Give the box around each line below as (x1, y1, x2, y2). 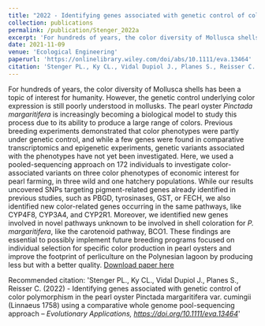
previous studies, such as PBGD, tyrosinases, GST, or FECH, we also (8, 193, 231, 202)
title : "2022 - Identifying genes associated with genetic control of (8, 11, 245, 20)
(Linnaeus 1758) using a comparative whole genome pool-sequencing (8, 300, 235, 309)
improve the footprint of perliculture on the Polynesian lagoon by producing (8, 251, 254, 261)
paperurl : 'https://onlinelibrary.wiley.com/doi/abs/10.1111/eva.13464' (8, 56, 252, 64)
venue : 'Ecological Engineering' (8, 48, 118, 56)
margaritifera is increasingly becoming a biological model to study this (8, 109, 237, 119)
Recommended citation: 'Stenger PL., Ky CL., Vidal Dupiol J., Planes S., (8, 275, 239, 284)
